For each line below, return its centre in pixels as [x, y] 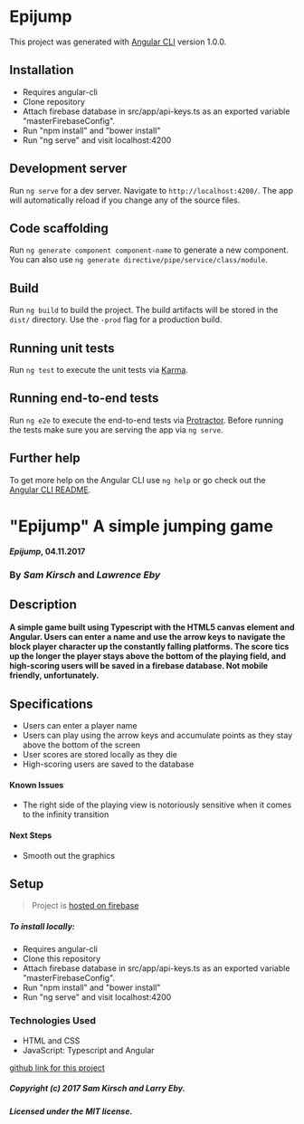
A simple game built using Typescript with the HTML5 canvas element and [152, 627]
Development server [68, 169]
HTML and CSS [51, 1040]
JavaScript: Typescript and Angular [89, 1050]
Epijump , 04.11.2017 [47, 552]
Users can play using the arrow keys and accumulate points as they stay [157, 736]
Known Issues [37, 785]
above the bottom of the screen [81, 745]
